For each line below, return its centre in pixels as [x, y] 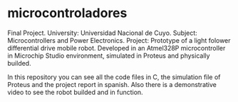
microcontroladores [67, 13]
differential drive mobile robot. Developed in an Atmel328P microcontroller [117, 48]
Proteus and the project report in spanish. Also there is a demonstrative [112, 84]
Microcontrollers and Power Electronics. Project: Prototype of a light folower [119, 40]
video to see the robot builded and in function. [76, 92]
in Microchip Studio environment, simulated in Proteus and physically [109, 56]
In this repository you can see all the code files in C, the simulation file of [114, 77]
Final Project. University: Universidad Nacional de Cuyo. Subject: [102, 33]
